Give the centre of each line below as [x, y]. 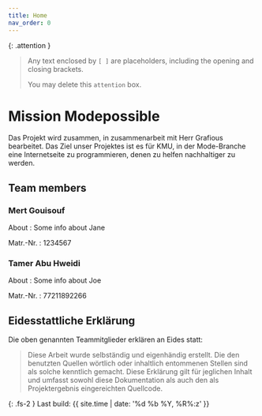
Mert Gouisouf [37, 210]
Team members [47, 187]
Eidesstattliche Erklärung [72, 320]
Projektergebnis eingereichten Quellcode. [95, 388]
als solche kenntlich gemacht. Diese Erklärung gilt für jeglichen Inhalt [140, 372]
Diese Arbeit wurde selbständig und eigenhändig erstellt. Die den [133, 355]
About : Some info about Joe [55, 280]
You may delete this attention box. [84, 84]
